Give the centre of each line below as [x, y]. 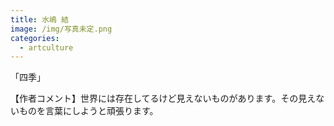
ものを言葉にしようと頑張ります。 [88, 111]
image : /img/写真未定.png [61, 29]
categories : [35, 38]
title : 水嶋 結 [39, 19]
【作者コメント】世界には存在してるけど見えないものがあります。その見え [163, 98]
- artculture [46, 47]
